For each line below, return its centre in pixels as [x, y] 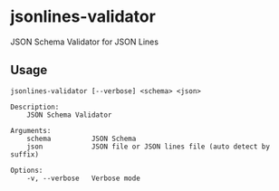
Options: [27, 170]
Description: [35, 107]
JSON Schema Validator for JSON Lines [85, 42]
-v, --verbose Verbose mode [84, 178]
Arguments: [31, 130]
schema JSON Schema [82, 138]
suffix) [25, 154]
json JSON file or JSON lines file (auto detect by [149, 147]
